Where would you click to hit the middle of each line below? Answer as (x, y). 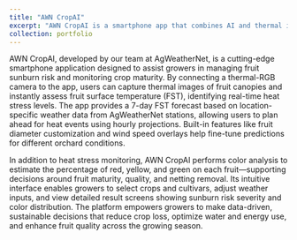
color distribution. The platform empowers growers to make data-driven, (141, 207)
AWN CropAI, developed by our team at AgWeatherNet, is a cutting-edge (142, 59)
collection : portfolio (51, 34)
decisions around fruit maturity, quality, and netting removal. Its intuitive (140, 179)
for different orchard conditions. (67, 143)
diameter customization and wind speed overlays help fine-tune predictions (147, 134)
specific (24, 115)
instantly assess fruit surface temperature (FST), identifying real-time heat (145, 96)
